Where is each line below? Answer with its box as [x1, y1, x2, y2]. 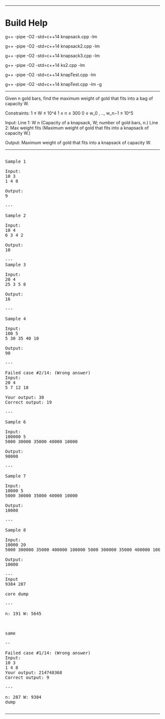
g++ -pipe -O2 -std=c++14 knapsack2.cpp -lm [5, 43, 100, 49]
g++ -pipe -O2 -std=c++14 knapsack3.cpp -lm [5, 53, 100, 58]
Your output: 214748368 [5, 669, 62, 675]
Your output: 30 [5, 394, 44, 400]
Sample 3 [5, 261, 26, 267]
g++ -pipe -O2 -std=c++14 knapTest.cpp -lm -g [5, 81, 102, 87]
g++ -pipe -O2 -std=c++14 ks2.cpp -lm [5, 62, 85, 68]
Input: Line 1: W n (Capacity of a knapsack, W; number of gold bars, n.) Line [5, 119, 158, 125]
